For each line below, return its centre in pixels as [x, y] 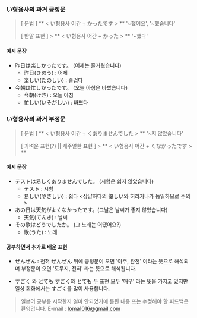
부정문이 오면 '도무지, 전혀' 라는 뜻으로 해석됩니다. [79, 269]
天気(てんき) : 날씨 [46, 217]
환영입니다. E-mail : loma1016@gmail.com [70, 309]
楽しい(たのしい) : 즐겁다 [53, 80]
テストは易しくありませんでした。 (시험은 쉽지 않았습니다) [84, 181]
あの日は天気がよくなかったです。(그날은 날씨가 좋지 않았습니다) [91, 210]
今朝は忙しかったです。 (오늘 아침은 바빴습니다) [71, 87]
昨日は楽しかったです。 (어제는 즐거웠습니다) [68, 65]
